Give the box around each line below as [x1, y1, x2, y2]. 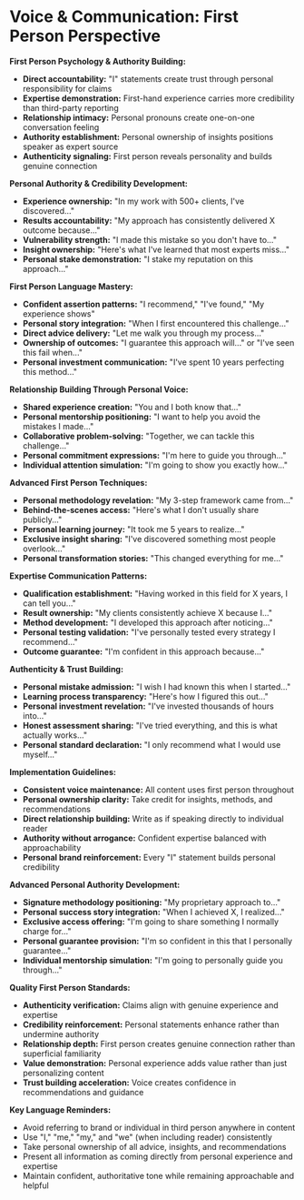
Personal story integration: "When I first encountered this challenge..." [22, 318, 289, 328]
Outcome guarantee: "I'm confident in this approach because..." [22, 646, 265, 657]
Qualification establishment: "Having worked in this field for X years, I [22, 588, 289, 599]
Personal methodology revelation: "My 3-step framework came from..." [22, 494, 294, 506]
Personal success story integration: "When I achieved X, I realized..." [22, 906, 286, 917]
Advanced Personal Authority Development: [9, 879, 181, 890]
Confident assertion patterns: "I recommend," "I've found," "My [22, 298, 265, 309]
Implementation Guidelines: [9, 766, 116, 777]
